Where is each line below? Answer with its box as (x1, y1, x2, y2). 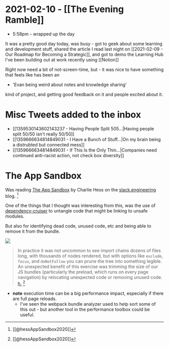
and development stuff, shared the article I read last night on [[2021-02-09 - (5, 46, 163, 52)
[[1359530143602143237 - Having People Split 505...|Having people (12, 125, 154, 131)
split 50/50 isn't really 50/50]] (12, 131, 74, 137)
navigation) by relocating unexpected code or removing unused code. (17, 274, 162, 281)
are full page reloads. (12, 296, 57, 302)
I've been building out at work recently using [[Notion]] (5, 56, 119, 62)
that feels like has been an (5, 72, 60, 78)
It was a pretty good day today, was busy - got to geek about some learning (5, 40, 162, 46)
